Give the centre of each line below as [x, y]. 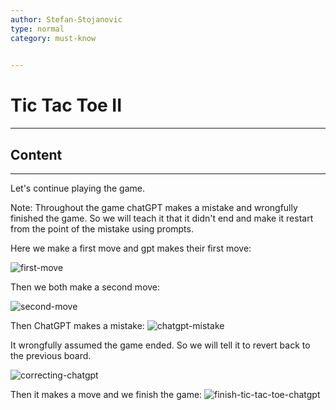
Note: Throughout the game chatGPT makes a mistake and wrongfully [154, 207]
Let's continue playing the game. [78, 188]
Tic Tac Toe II [66, 105]
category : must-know [53, 38]
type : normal [37, 29]
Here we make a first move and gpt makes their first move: [131, 248]
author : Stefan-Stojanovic [66, 19]
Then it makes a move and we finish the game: [106, 394]
